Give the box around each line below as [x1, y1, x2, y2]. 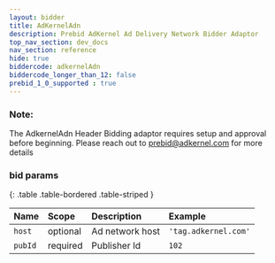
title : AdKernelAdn [9, 21, 81, 30]
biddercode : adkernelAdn [9, 63, 101, 72]
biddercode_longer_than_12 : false [9, 71, 137, 80]
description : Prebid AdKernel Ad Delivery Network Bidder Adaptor [9, 29, 259, 38]
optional [47, 225, 82, 237]
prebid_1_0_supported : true [9, 79, 117, 88]
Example [168, 210, 206, 222]
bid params [9, 169, 59, 182]
